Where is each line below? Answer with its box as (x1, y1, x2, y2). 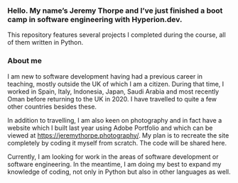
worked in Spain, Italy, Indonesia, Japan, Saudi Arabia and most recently (7, 87, 220, 96)
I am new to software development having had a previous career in (7, 72, 203, 80)
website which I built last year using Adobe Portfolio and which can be (7, 123, 213, 132)
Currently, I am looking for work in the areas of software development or (7, 152, 219, 161)
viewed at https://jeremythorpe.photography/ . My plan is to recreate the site (7, 131, 229, 140)
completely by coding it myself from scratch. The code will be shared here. (7, 138, 227, 147)
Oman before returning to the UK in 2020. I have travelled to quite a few (7, 94, 217, 103)
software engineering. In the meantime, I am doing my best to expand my (7, 160, 222, 168)
